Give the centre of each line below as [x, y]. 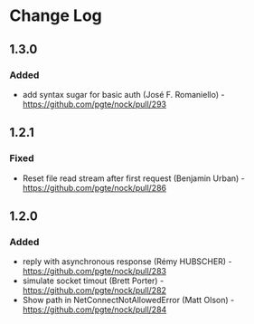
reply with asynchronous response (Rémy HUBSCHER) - [127, 262]
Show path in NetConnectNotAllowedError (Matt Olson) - [128, 300]
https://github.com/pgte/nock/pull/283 [94, 272]
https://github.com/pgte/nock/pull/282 [94, 291]
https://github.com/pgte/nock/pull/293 [94, 104]
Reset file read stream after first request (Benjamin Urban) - [134, 178]
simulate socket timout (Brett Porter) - [93, 281]
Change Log [56, 16]
